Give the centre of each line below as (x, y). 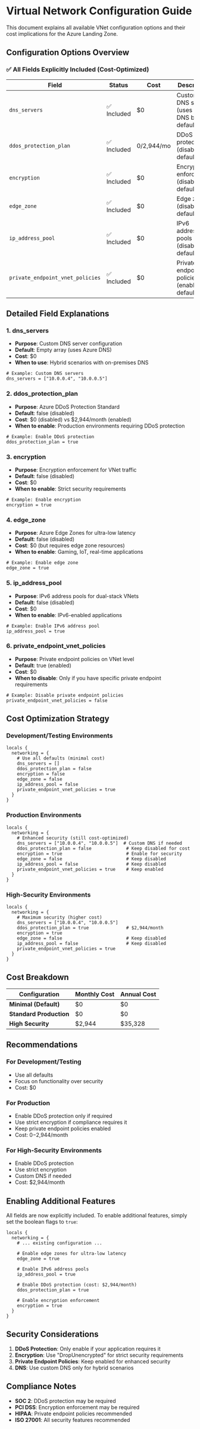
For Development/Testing (44, 1062)
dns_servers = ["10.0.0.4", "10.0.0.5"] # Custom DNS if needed (100, 843)
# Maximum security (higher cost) (60, 917)
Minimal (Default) (35, 1004)
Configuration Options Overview (68, 53)
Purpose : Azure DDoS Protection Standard (67, 407)
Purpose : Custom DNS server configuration (68, 343)
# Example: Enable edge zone (42, 563)
